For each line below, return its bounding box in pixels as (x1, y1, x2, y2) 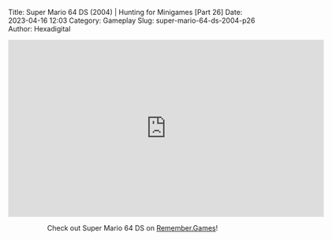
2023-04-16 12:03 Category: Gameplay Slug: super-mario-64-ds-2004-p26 (8, 16, 256, 25)
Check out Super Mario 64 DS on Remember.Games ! (47, 223, 218, 232)
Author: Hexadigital (8, 24, 71, 33)
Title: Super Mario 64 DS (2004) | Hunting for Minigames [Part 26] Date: (8, 8, 243, 17)
